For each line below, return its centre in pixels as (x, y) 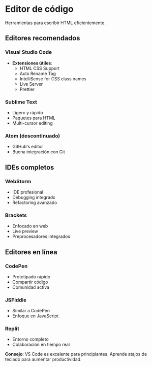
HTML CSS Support (40, 68)
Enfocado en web (30, 226)
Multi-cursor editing (32, 123)
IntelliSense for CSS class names (53, 79)
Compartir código (30, 282)
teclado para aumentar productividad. (44, 359)
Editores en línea (31, 252)
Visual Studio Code (29, 52)
